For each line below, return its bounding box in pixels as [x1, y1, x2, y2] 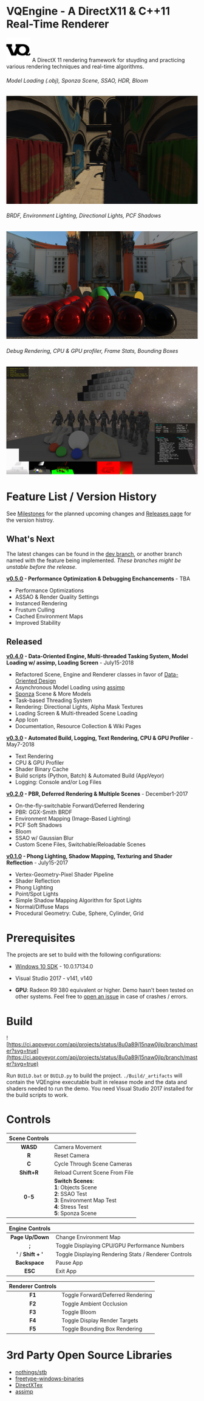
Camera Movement [53, 1143, 102, 1150]
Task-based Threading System [15, 697, 92, 704]
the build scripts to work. [6, 1091, 69, 1099]
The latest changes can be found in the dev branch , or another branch [6, 550, 182, 557]
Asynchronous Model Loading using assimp [15, 684, 125, 691]
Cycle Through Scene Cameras [53, 1160, 132, 1167]
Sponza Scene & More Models [15, 690, 91, 698]
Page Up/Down [10, 1234, 50, 1241]
